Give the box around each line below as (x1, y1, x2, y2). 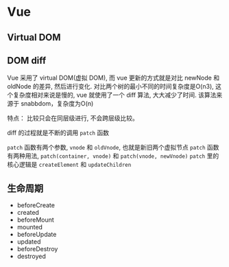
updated (16, 237, 41, 246)
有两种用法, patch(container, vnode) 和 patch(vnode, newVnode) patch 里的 (7, 152, 219, 160)
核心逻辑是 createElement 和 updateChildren (7, 161, 132, 169)
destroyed (16, 252, 46, 261)
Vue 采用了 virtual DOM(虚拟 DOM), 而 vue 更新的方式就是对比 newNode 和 (7, 73, 220, 82)
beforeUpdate (16, 231, 57, 239)
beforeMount (16, 216, 55, 224)
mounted (16, 223, 43, 231)
